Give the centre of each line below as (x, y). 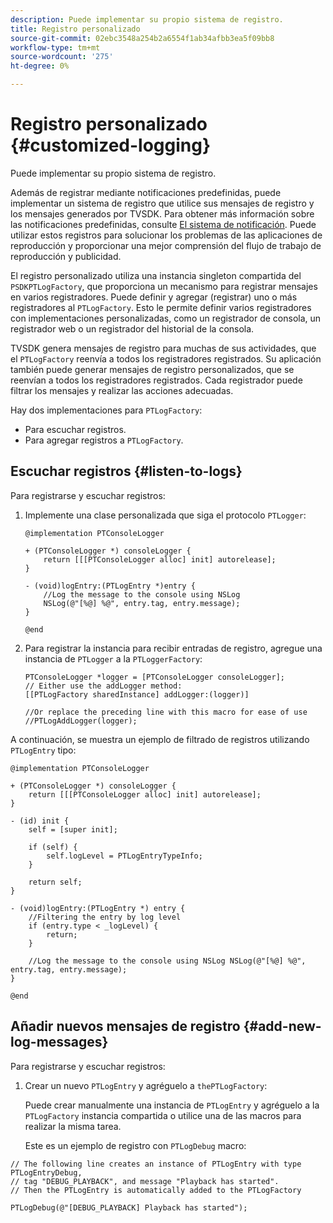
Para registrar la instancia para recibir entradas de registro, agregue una (173, 648)
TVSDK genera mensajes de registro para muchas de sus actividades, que (163, 348)
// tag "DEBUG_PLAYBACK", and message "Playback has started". (145, 1181)
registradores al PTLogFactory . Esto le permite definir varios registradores (161, 307)
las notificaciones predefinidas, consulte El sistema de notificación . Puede (163, 224)
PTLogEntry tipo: (43, 750)
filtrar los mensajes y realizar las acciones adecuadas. (122, 390)
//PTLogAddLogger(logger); (81, 721)
